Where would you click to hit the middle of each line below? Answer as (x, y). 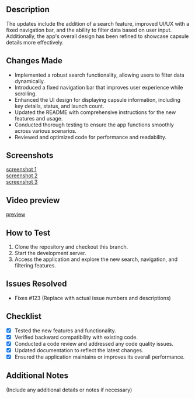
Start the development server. (50, 253)
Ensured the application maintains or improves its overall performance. (100, 357)
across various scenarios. (46, 130)
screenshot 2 (22, 176)
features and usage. (39, 118)
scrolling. (25, 94)
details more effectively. (35, 42)
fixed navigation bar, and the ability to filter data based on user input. (89, 30)
